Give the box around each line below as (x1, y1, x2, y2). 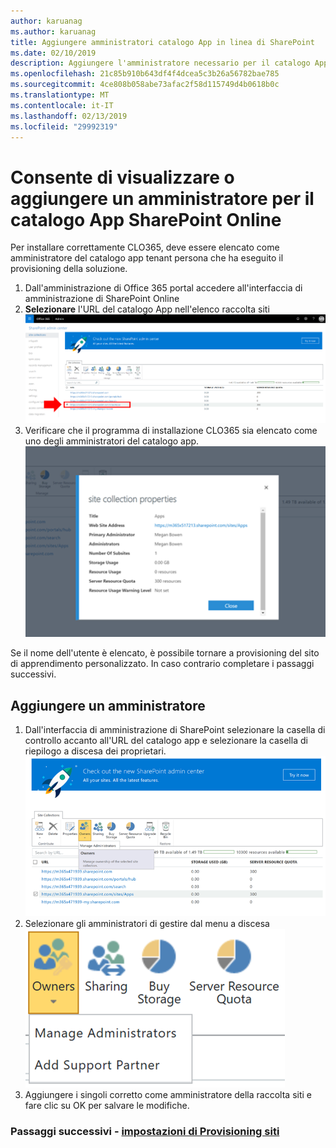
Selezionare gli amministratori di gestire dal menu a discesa (24, 918, 270, 930)
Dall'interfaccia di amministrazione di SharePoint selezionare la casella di (24, 724, 326, 736)
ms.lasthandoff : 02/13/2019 (10, 111, 128, 121)
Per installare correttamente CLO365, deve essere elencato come (10, 241, 280, 254)
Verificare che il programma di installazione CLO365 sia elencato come (24, 425, 318, 437)
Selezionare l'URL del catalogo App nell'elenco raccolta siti (24, 303, 270, 315)
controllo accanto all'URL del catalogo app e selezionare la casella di (24, 735, 308, 747)
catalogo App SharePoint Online (10, 208, 282, 231)
